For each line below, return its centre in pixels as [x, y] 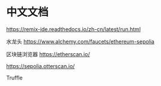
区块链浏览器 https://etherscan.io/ [48, 54]
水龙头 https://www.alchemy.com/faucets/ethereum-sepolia [80, 41]
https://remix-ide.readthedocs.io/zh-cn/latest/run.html [74, 29]
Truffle [14, 78]
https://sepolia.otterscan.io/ [41, 66]
